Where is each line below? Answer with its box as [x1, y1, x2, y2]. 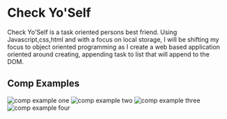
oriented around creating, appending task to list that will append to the [7, 50, 210, 58]
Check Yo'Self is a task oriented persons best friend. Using [7, 28, 177, 36]
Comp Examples [7, 78, 80, 90]
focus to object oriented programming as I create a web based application [7, 42, 221, 51]
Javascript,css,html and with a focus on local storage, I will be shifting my [7, 35, 219, 43]
